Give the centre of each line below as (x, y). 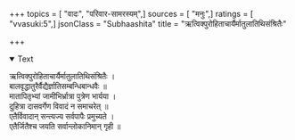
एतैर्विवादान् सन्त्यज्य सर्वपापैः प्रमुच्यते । (62, 116)
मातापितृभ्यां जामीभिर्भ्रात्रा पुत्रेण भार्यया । (63, 96)
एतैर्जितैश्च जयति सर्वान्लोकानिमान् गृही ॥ (65, 126)
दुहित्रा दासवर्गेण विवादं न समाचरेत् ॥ (59, 106)
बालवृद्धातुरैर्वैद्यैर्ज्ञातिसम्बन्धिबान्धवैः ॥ (58, 86)
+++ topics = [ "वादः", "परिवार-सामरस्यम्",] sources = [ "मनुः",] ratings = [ (131, 14)
